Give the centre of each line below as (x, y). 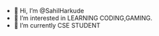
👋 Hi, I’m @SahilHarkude (49, 11)
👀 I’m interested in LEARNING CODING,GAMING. (83, 18)
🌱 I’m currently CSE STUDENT (57, 25)
